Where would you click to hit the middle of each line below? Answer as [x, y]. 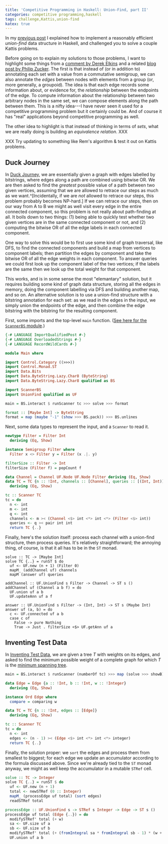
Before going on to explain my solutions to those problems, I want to [75, 58]
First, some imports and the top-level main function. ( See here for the [76, 320]
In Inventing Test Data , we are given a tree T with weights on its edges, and [82, 654]
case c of [20, 618]
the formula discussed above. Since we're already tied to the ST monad [78, 763]
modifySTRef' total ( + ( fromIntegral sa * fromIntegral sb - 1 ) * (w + [86, 833]
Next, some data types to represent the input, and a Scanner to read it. [77, 427]
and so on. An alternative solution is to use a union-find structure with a [79, 295]
